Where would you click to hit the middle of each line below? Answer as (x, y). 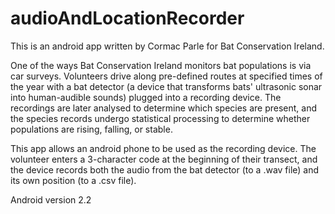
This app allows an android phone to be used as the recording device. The (163, 148)
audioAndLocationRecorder (127, 18)
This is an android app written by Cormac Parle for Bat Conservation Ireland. (167, 46)
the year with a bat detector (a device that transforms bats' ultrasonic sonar (166, 86)
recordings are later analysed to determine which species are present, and (164, 108)
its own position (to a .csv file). (73, 180)
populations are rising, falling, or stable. (91, 129)
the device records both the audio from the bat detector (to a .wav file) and (165, 169)
